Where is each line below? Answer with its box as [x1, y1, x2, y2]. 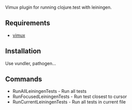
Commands [5, 75, 43, 84]
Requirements [5, 19, 50, 27]
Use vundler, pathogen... [5, 60, 56, 66]
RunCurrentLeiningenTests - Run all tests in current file [12, 99, 126, 105]
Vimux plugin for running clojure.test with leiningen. [5, 5, 112, 10]
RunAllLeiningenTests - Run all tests [12, 88, 87, 94]
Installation [5, 47, 41, 56]
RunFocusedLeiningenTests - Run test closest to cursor [12, 93, 127, 100]
